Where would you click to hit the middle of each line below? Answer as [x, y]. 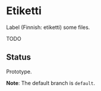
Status [19, 57]
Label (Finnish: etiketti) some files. [48, 27]
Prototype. [19, 71]
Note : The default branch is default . [51, 83]
